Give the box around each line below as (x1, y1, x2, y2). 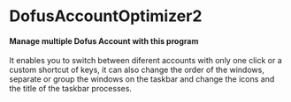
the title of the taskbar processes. (9, 84, 133, 94)
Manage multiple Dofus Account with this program (9, 35, 199, 46)
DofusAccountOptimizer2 (9, 6, 203, 26)
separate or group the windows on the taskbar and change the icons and (9, 74, 275, 84)
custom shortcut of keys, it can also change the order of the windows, (9, 64, 265, 76)
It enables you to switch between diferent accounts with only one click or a (9, 55, 283, 66)
